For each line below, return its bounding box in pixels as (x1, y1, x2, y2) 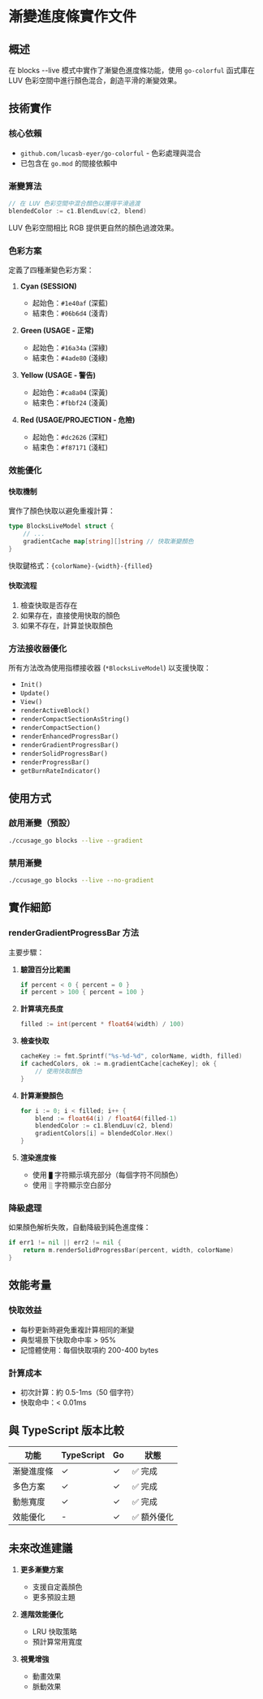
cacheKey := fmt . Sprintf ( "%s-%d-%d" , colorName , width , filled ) (19, 1052, 243, 1061)
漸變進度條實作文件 (8, 7, 137, 26)
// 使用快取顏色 (35, 1067, 83, 1075)
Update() (19, 689, 50, 697)
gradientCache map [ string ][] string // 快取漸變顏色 (23, 537, 194, 545)
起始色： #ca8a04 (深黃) (32, 388, 108, 398)
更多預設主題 (32, 1592, 75, 1601)
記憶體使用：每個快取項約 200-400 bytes (19, 1345, 159, 1354)
